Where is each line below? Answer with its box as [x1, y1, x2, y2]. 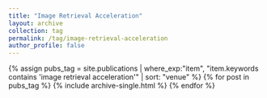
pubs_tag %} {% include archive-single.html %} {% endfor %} [8, 81, 216, 91]
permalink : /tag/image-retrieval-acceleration [8, 34, 168, 43]
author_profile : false [8, 42, 85, 50]
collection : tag [8, 27, 63, 35]
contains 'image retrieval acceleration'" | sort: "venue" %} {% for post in [8, 72, 249, 82]
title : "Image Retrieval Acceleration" [8, 11, 143, 20]
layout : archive [8, 19, 63, 27]
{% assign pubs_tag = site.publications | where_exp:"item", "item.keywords [8, 63, 259, 73]
